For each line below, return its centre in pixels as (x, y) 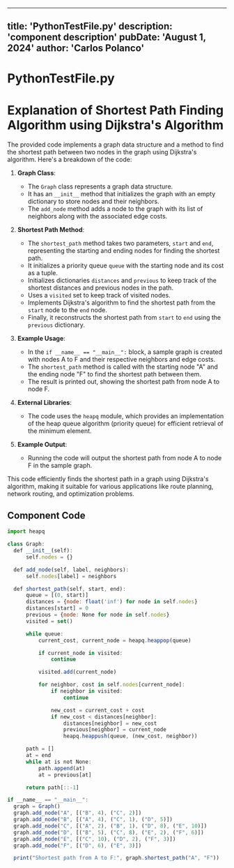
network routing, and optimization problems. (71, 494)
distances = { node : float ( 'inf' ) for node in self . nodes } (111, 602)
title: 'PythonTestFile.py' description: (90, 26)
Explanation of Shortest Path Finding (116, 110)
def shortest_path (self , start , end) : (70, 589)
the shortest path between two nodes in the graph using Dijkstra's (102, 152)
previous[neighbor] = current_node (115, 730)
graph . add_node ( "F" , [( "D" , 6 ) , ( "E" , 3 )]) (78, 846)
